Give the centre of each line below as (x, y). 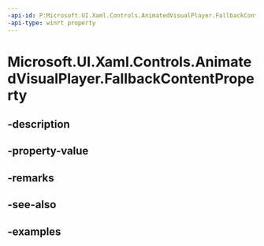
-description (39, 124)
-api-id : (22, 15)
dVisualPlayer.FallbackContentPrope (131, 78)
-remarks (31, 178)
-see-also (32, 205)
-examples (34, 231)
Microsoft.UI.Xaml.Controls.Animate (130, 62)
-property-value (48, 151)
